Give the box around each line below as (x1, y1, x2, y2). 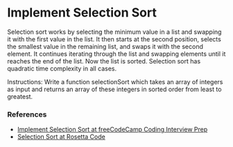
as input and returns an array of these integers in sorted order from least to (7, 85, 222, 93)
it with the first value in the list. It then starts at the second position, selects (7, 35, 222, 43)
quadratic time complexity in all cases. (7, 64, 116, 72)
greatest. (7, 92, 33, 101)
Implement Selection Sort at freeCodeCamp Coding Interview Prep (17, 126, 208, 134)
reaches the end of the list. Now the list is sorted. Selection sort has (7, 57, 201, 65)
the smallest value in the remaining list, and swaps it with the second (7, 42, 203, 50)
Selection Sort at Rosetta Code (17, 133, 105, 141)
